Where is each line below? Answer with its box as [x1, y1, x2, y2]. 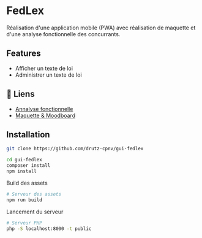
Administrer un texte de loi [15, 71, 82, 79]
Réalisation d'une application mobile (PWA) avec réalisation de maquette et [6, 24, 196, 31]
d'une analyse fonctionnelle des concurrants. [6, 30, 121, 37]
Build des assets [6, 179, 48, 186]
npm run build [6, 197, 43, 203]
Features [6, 48, 41, 59]
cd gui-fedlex [6, 157, 43, 163]
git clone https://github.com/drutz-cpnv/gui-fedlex [6, 145, 144, 152]
